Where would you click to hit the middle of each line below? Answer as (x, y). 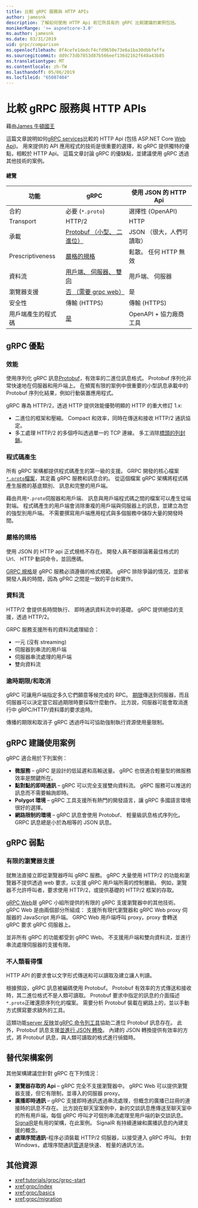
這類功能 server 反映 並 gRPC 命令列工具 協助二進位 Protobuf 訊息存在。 (91, 1022)
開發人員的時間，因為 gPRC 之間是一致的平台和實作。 (71, 579)
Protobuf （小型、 (90, 232)
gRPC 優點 (25, 346)
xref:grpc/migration (38, 1199)
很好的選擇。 (30, 807)
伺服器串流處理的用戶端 (43, 656)
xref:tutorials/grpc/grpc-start (50, 1180)
